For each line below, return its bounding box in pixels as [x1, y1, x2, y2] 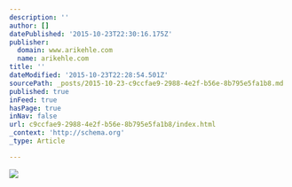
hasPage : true [9, 104, 62, 113]
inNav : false [9, 112, 58, 121]
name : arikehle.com [17, 54, 90, 63]
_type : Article [9, 136, 66, 145]
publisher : [9, 37, 50, 47]
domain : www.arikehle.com [17, 46, 114, 55]
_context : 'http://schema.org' [9, 129, 125, 137]
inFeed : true [9, 95, 58, 105]
